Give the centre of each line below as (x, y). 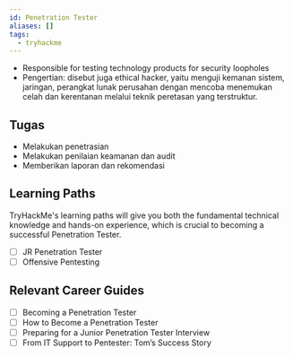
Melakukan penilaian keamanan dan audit (99, 156)
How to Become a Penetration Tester (90, 322)
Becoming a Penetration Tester (79, 312)
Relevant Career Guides (77, 291)
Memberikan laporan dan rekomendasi (94, 166)
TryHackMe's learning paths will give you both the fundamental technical (144, 215)
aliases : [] (31, 26)
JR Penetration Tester (62, 251)
